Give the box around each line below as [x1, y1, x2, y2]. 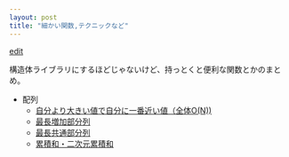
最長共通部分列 [35, 127, 91, 137]
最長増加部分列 [35, 116, 91, 127]
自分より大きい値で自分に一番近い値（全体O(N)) [35, 105, 212, 115]
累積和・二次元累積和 [35, 138, 114, 149]
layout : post [9, 12, 58, 22]
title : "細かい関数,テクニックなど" [9, 21, 129, 30]
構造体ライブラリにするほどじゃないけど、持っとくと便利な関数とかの [9, 64, 267, 75]
